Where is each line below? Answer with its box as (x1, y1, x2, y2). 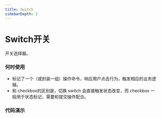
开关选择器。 (5, 51, 30, 56)
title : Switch (5, 7, 34, 12)
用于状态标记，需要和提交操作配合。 (16, 93, 88, 99)
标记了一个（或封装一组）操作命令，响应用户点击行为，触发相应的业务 (12, 76, 152, 81)
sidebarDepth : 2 (5, 12, 38, 16)
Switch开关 (5, 34, 51, 45)
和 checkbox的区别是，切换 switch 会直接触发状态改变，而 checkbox (12, 88, 150, 93)
